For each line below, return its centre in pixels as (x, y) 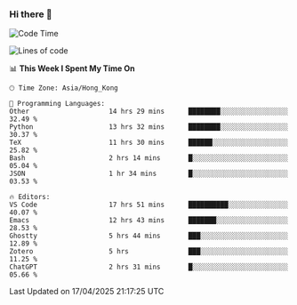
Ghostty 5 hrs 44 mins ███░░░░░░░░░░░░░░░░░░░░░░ (149, 236)
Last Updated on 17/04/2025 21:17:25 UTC (87, 292)
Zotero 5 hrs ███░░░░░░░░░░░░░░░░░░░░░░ (149, 252)
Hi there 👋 (31, 14)
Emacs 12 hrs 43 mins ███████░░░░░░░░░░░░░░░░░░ (149, 221)
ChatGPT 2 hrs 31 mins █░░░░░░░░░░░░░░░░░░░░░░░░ (149, 267)
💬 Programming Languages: (57, 104)
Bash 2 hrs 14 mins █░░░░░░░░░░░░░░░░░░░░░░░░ (149, 158)
